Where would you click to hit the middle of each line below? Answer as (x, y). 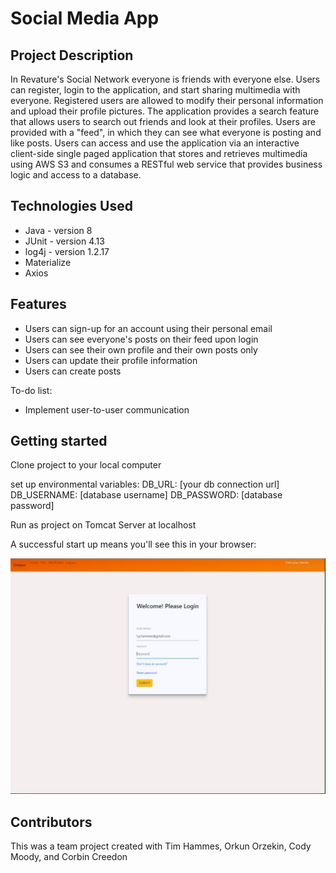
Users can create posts (73, 371)
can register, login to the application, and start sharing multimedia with (155, 90)
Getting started (59, 441)
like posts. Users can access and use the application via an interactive (155, 143)
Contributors (51, 822)
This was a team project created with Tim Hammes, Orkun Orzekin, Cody (161, 846)
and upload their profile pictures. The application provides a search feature (165, 111)
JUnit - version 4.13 (64, 241)
